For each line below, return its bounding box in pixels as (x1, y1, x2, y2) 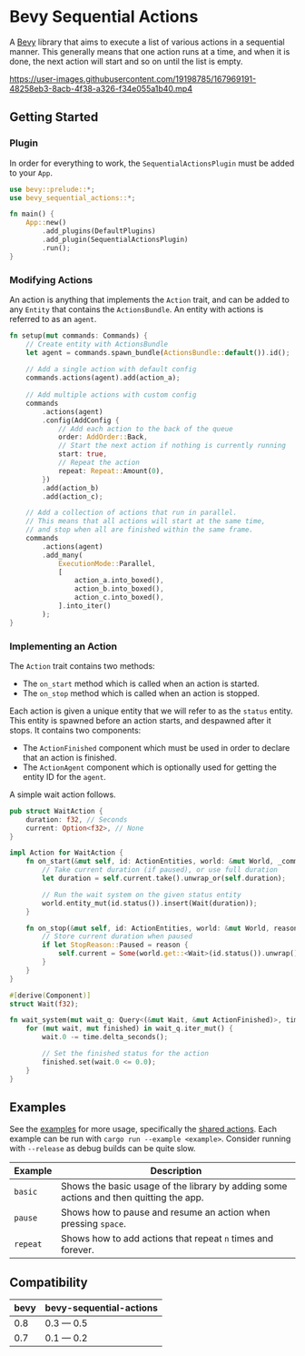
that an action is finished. (22, 752, 117, 763)
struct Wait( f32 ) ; (9, 999, 79, 1008)
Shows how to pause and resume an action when (60, 1206, 271, 1219)
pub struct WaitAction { (9, 806, 103, 815)
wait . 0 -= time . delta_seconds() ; (42, 1033, 169, 1042)
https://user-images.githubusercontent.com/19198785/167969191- (9, 73, 257, 84)
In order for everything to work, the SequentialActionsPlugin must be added (9, 157, 295, 168)
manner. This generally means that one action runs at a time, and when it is (9, 46, 290, 56)
